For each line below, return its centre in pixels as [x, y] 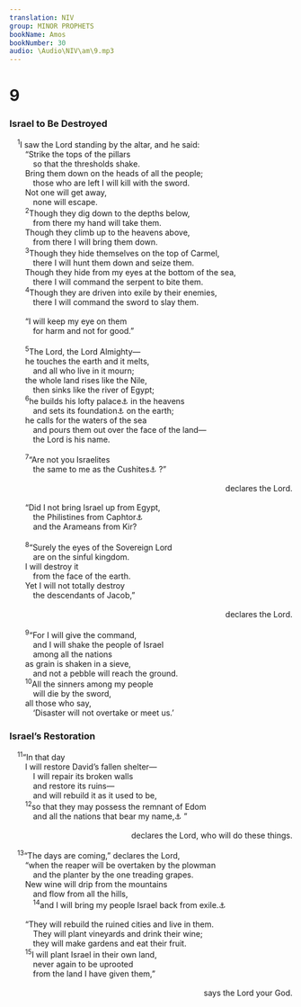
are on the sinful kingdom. [81, 557]
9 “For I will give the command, [81, 634]
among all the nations [73, 654]
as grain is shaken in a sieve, [79, 663]
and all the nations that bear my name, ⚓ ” [110, 816]
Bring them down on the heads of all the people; [115, 174]
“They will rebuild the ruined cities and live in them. [120, 924]
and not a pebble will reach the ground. [106, 673]
